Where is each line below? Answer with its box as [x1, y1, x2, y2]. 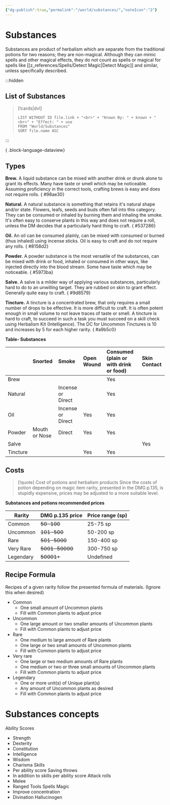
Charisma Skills [12, 761, 45, 768]
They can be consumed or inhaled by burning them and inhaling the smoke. [5, 212, 163, 218]
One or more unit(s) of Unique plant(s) [20, 679, 100, 686]
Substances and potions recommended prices [5, 500, 105, 506]
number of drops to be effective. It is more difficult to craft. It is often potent [5, 305, 163, 311]
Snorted [32, 358, 53, 365]
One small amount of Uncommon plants [20, 605, 103, 611]
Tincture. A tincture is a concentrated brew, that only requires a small [5, 300, 150, 306]
